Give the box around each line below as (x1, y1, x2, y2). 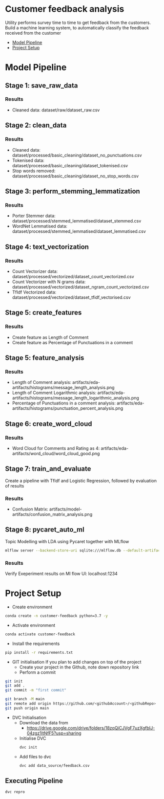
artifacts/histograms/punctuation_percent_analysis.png (12, 405, 123, 411)
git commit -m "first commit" (5, 688, 67, 693)
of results (5, 483, 24, 488)
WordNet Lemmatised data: (12, 223, 67, 229)
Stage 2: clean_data (5, 121, 67, 130)
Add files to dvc (19, 754, 51, 759)
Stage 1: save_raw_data (5, 81, 78, 89)
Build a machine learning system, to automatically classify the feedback (5, 24, 149, 30)
